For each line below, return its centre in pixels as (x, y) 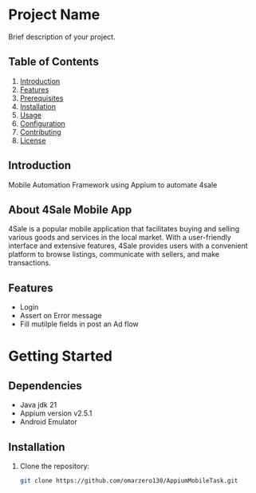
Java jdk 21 (38, 405)
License (33, 140)
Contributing (40, 132)
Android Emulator (48, 422)
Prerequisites (41, 98)
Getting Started (61, 356)
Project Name (54, 15)
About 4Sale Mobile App (70, 209)
